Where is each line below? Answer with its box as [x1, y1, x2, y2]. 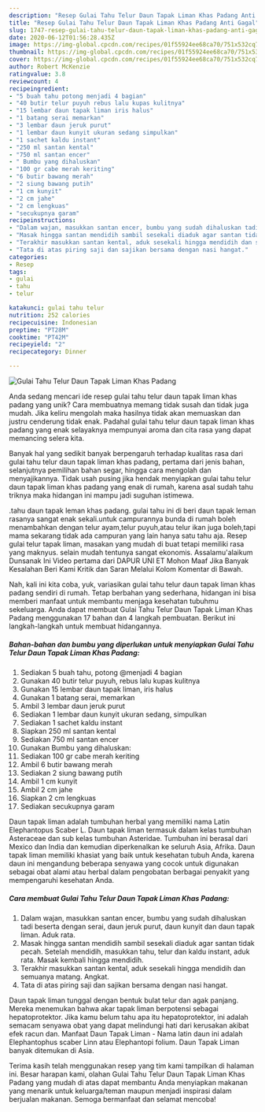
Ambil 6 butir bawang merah [20, 759, 113, 769]
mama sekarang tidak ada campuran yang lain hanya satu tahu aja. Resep [9, 531, 248, 540]
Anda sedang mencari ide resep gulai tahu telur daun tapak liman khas [9, 391, 237, 401]
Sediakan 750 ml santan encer [20, 734, 120, 744]
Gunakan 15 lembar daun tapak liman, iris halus [20, 684, 174, 694]
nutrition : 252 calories [9, 311, 90, 319]
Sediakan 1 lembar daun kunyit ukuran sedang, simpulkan [20, 710, 207, 719]
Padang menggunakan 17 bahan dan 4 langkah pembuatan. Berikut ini [9, 613, 236, 622]
